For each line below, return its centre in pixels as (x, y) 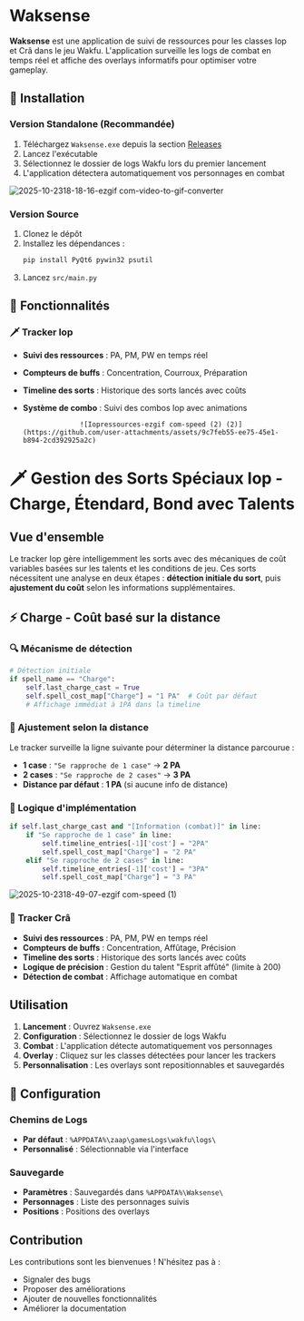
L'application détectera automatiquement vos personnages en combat (154, 172)
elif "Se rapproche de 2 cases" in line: (105, 860)
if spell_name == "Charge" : (63, 680)
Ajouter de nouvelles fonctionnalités (89, 1299)
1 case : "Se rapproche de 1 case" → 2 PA (102, 765)
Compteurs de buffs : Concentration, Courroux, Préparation (135, 373)
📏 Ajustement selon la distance (79, 728)
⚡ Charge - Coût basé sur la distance (115, 617)
